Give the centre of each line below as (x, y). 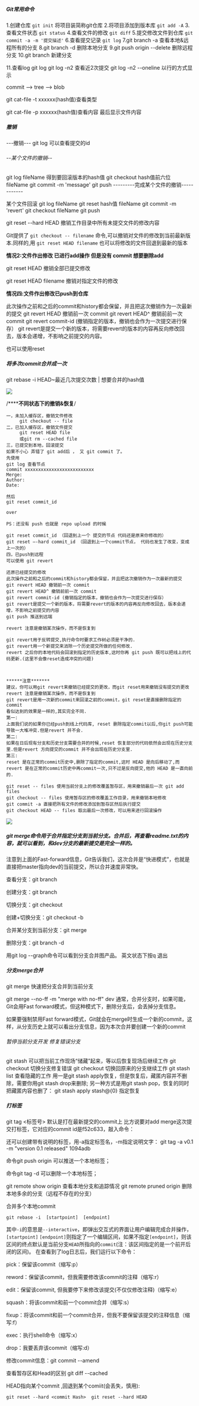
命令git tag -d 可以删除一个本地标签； (52, 1173)
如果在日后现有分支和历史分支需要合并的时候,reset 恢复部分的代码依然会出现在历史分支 (99, 743)
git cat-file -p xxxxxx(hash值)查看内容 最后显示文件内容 (74, 112)
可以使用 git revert (30, 561)
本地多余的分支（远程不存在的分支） (50, 1194)
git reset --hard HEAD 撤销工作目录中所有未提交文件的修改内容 (83, 223)
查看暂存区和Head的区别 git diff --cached (57, 1373)
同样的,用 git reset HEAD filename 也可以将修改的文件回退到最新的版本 (100, 243)
